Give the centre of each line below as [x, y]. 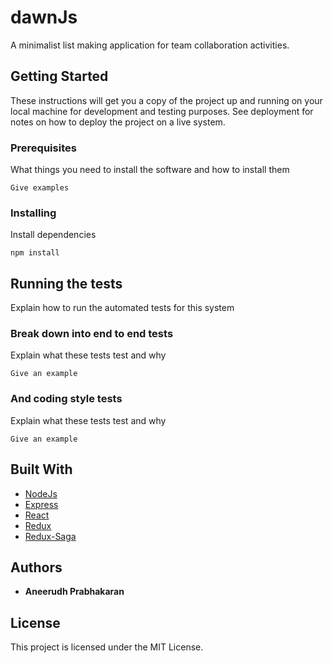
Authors [36, 567]
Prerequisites [43, 148]
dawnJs [44, 17]
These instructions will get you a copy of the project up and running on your [166, 100]
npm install [35, 253]
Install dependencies [53, 235]
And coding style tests [66, 399]
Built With [41, 469]
